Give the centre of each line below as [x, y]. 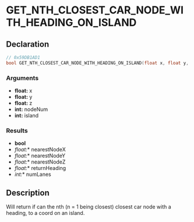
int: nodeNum [31, 109]
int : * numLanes [33, 174]
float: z [23, 103]
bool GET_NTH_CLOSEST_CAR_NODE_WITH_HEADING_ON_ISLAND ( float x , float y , [98, 63]
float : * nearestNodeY [40, 156]
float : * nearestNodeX [40, 150]
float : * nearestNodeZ [40, 162]
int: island [27, 116]
